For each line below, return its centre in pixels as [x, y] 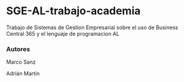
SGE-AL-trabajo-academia [73, 11]
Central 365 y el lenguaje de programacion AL [63, 33]
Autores [18, 49]
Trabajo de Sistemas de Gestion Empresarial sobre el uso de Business [92, 27]
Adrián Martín [23, 74]
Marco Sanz [21, 62]
